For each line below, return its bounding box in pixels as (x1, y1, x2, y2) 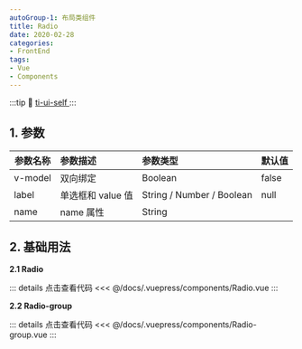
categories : (9, 38, 54, 48)
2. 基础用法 (9, 239, 71, 254)
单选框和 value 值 (59, 189, 133, 202)
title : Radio (9, 22, 59, 31)
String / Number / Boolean (142, 188, 252, 201)
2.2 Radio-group (9, 300, 72, 312)
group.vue (9, 329, 48, 340)
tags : (9, 55, 30, 64)
